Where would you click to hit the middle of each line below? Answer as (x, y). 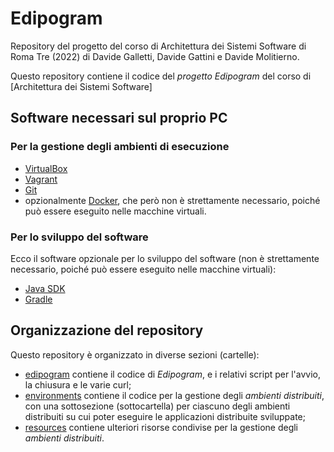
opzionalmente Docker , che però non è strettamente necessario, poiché (172, 200)
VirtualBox (46, 168)
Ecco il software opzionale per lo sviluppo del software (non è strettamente (165, 258)
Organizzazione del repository (107, 330)
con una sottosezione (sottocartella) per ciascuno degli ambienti (157, 406)
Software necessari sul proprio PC (119, 118)
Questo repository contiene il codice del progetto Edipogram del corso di (161, 76)
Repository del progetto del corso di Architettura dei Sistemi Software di (158, 46)
